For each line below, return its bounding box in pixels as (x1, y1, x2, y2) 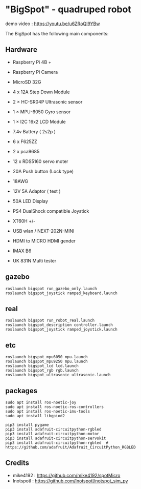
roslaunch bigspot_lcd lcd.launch (5, 363, 79, 369)
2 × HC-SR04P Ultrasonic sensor (12, 98, 83, 105)
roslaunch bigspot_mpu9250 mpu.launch (5, 359, 88, 364)
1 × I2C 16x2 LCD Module (12, 118, 66, 125)
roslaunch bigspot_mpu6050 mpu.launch (5, 355, 88, 360)
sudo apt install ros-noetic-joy (5, 400, 77, 405)
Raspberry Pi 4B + (12, 59, 52, 65)
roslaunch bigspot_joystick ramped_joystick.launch (5, 327, 118, 332)
